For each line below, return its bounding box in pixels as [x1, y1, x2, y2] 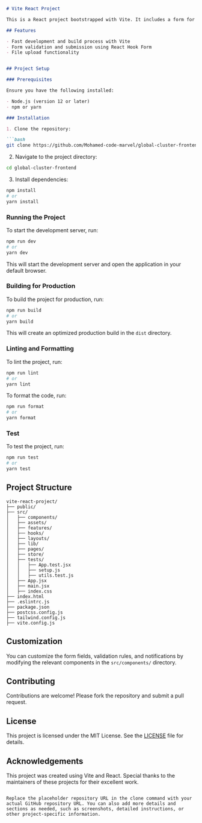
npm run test [6, 454, 39, 461]
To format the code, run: [6, 392, 67, 399]
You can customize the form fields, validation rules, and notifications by [6, 652, 183, 659]
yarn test [6, 466, 31, 472]
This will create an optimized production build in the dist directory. [6, 329, 172, 337]
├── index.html [6, 593, 44, 600]
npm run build [6, 307, 42, 313]
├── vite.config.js [6, 620, 55, 626]
